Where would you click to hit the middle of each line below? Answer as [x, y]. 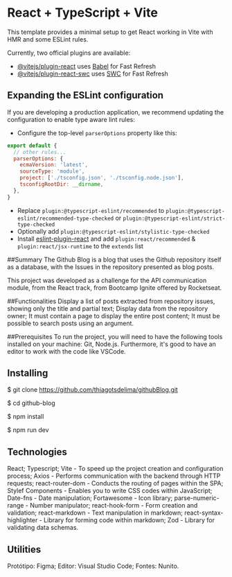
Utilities [24, 549]
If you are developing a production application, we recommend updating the [115, 112]
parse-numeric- [197, 498]
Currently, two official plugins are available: [69, 53]
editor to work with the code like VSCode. [66, 351]
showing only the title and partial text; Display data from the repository [108, 308]
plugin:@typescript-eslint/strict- [174, 218]
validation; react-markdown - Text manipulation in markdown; [95, 513]
